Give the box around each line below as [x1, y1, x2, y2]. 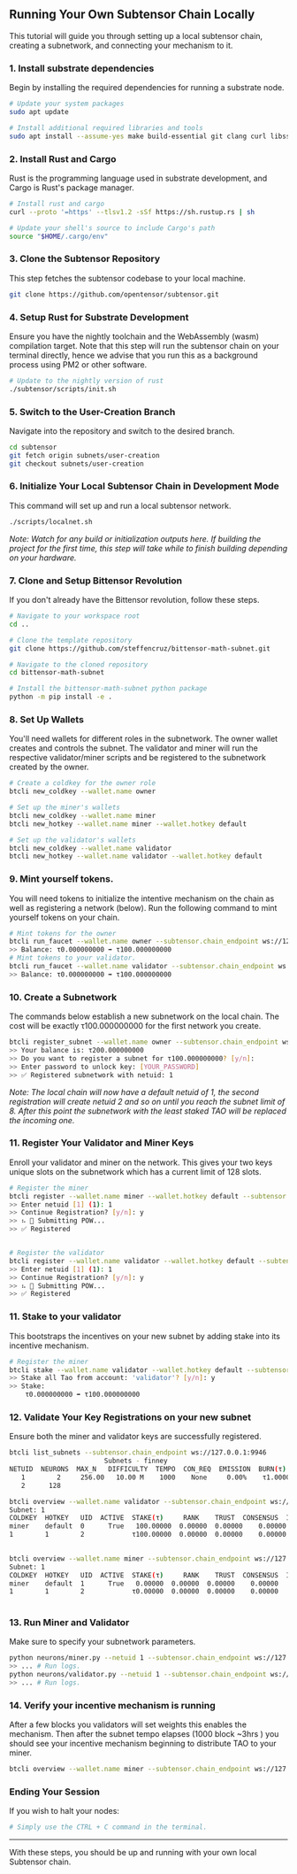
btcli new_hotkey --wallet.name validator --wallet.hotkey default [9, 852, 263, 861]
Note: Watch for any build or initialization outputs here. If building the [9, 533, 262, 544]
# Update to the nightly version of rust [9, 376, 164, 385]
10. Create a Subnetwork [9, 991, 118, 1003]
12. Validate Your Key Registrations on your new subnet [9, 1411, 252, 1423]
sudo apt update [9, 107, 69, 116]
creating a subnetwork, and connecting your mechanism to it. [9, 40, 233, 50]
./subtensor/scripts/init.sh [9, 384, 117, 393]
